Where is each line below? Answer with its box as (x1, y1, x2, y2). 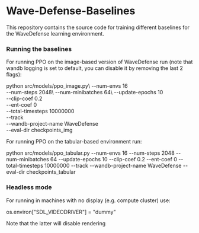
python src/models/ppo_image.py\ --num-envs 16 (6, 82, 129, 90)
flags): (6, 71, 22, 78)
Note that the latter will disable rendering (6, 219, 106, 226)
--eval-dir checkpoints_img (6, 126, 73, 134)
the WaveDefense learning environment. (6, 30, 105, 37)
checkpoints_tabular (26, 168, 76, 175)
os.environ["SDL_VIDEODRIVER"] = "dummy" (6, 208, 117, 215)
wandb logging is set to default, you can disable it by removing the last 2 (6, 65, 184, 72)
